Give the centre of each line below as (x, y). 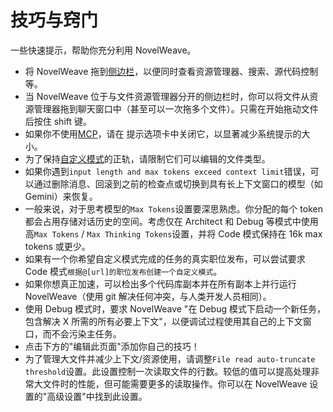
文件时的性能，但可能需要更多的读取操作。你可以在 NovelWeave (175, 383)
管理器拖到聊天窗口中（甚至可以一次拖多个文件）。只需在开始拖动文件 (176, 108)
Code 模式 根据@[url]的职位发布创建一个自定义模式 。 (123, 271)
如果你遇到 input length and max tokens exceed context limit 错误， (167, 171)
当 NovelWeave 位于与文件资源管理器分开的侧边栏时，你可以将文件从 (167, 96)
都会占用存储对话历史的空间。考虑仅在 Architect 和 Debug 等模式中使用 (171, 221)
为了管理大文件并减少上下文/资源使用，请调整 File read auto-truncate (170, 358)
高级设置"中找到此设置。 (97, 396)
